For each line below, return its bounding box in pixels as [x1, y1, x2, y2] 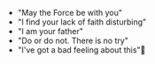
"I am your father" [17, 26, 84, 36]
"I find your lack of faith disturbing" [17, 17, 147, 27]
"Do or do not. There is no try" [17, 35, 128, 46]
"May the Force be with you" [17, 8, 122, 18]
